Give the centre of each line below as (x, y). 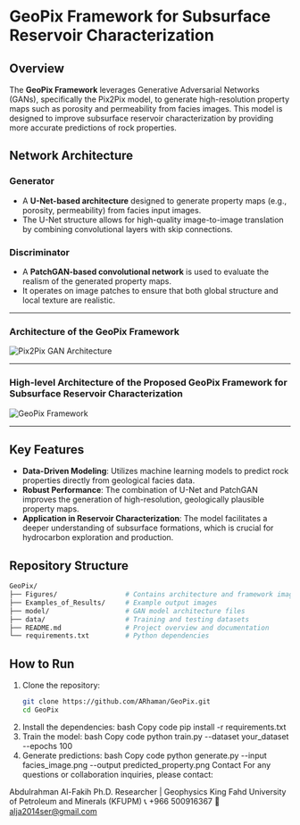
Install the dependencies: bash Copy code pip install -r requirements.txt (154, 727)
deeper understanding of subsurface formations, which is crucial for (148, 528)
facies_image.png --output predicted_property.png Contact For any (146, 764)
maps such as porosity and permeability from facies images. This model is (146, 108)
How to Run (42, 664)
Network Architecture (71, 156)
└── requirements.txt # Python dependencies (109, 636)
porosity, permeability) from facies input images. (112, 210)
